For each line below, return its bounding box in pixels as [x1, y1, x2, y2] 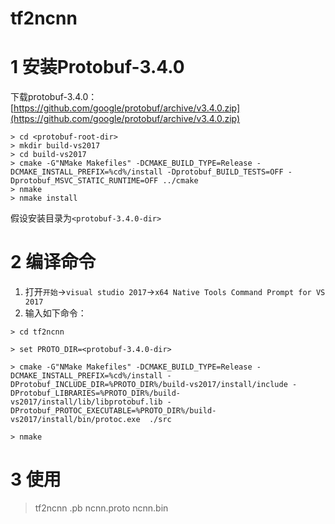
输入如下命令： [24, 307, 87, 319]
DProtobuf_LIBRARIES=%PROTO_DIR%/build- [10, 388, 182, 399]
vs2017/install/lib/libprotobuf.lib [10, 397, 163, 407]
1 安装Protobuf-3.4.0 [10, 56, 185, 79]
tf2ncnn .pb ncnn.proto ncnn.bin [34, 502, 169, 514]
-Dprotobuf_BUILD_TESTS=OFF [166, 167, 284, 177]
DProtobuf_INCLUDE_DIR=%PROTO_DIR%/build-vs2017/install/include [10, 380, 288, 390]
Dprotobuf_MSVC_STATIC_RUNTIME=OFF [10, 176, 159, 186]
